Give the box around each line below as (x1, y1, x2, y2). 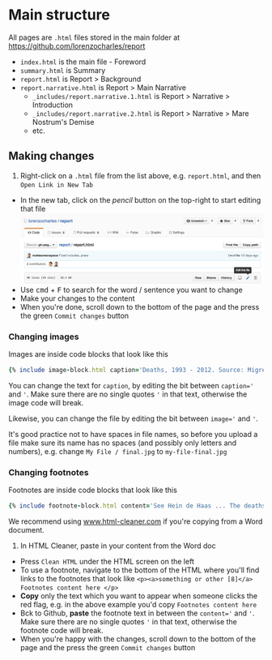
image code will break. (8, 397, 84, 407)
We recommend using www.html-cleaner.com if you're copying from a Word (8, 516, 263, 526)
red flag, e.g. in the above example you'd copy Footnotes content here (19, 600, 257, 610)
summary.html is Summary (19, 65, 106, 75)
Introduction (32, 100, 74, 109)
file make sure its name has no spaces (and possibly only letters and (8, 438, 237, 448)
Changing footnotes (8, 466, 89, 478)
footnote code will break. (19, 626, 104, 636)
